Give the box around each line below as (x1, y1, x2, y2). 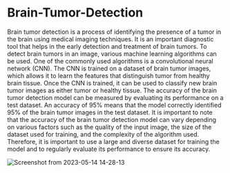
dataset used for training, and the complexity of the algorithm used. (7, 130, 200, 139)
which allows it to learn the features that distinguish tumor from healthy (7, 71, 210, 80)
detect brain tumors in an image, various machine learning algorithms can (7, 50, 218, 58)
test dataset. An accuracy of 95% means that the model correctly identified (7, 101, 222, 109)
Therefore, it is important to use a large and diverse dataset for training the (7, 137, 220, 145)
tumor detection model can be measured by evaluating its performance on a (7, 93, 224, 101)
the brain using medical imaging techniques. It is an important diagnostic (7, 34, 214, 43)
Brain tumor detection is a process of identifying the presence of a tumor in (7, 28, 222, 36)
